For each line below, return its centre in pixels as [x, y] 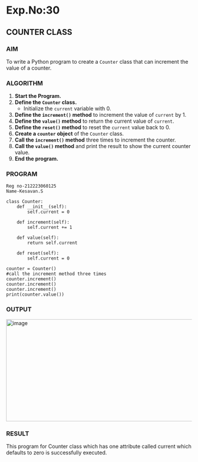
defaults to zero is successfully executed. [57, 453]
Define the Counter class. [46, 102]
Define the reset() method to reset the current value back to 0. [93, 127]
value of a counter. [29, 68]
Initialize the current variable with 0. [67, 109]
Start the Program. [38, 96]
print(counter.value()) [35, 295]
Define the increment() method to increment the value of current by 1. [100, 115]
